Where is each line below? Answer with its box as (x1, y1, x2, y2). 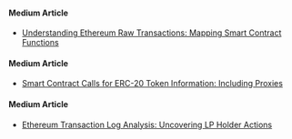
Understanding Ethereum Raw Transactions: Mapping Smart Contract (21, 27, 282, 38)
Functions (21, 37, 60, 48)
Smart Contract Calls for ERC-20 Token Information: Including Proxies (21, 78, 284, 89)
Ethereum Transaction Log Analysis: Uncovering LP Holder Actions (21, 119, 273, 130)
